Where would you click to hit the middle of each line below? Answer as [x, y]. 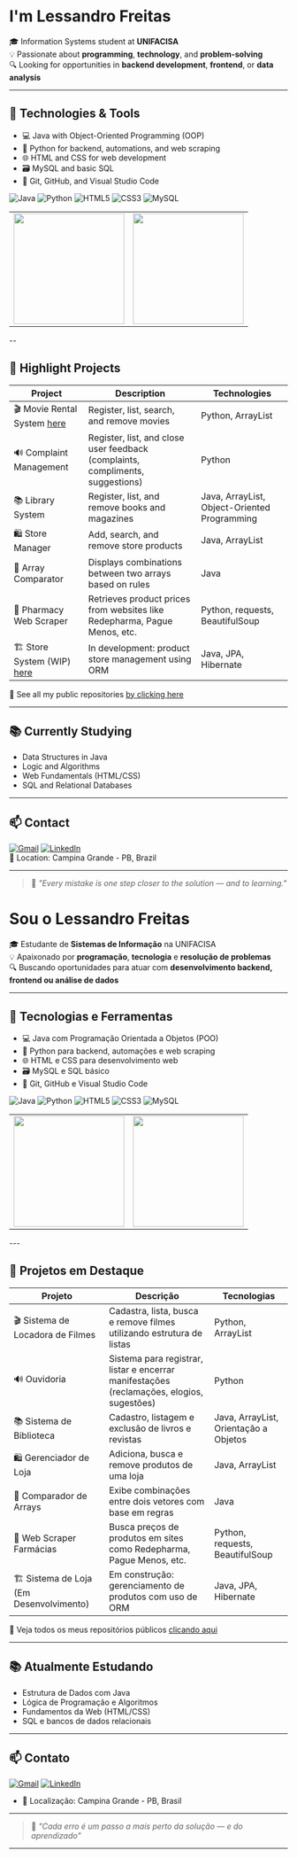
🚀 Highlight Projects [65, 368]
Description [140, 393]
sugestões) [133, 1403]
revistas [126, 1439]
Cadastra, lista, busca [154, 1310]
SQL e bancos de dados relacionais [87, 1721]
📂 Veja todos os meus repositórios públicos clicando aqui [114, 1629]
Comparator [38, 579]
